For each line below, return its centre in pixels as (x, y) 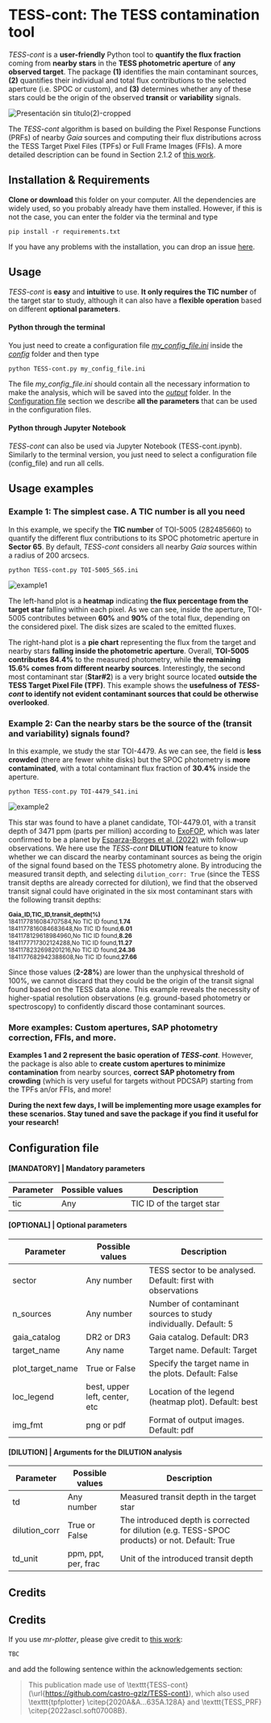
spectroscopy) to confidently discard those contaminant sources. (117, 1006)
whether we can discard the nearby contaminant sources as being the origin (135, 856)
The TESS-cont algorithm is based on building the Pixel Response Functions (135, 129)
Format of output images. (196, 1420)
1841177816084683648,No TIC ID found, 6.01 (71, 928)
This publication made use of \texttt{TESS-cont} (108, 1685)
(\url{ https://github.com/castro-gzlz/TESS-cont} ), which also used (139, 1694)
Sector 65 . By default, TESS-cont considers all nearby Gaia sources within (133, 546)
